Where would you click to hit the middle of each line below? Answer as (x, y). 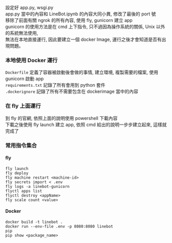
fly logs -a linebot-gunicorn (38, 186)
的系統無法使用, (22, 33)
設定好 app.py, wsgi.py (29, 7)
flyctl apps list (24, 191)
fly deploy (17, 173)
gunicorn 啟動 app (25, 79)
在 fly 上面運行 (23, 106)
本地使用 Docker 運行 (31, 60)
